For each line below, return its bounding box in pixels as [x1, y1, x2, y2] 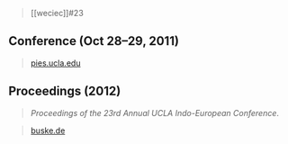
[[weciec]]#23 [30, 8, 85, 18]
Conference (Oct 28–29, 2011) [8, 33, 179, 49]
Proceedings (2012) [8, 84, 121, 99]
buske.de [30, 125, 66, 136]
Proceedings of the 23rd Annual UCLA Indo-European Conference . [30, 107, 280, 118]
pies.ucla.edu [30, 58, 81, 68]
